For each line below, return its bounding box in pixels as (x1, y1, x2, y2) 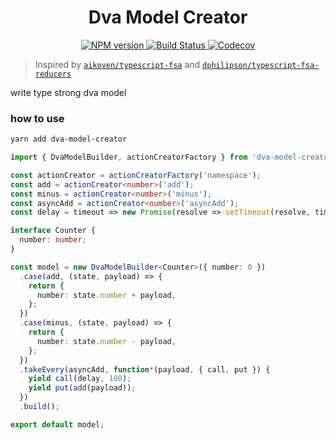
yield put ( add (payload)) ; (28, 383, 137, 393)
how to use (10, 111, 65, 125)
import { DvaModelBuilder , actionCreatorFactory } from (10, 152, 248, 163)
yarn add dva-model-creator (10, 134, 128, 145)
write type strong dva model (10, 86, 127, 98)
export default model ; (10, 419, 105, 430)
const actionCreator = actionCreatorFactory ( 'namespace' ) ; (10, 170, 262, 180)
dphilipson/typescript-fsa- (202, 60, 320, 70)
